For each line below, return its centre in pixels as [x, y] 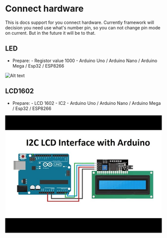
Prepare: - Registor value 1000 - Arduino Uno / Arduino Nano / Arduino [85, 61]
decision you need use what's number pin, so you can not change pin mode [83, 27]
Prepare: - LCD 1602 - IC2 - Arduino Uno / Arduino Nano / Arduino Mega [86, 103]
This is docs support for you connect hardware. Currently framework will [80, 22]
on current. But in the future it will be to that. [50, 33]
